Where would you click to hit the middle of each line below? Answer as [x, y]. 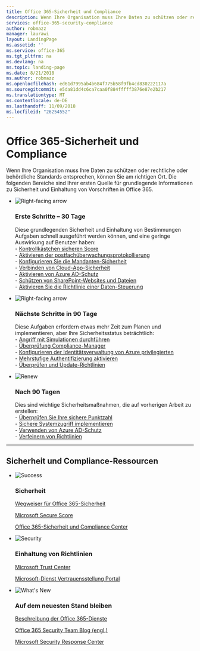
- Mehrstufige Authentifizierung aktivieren [66, 358]
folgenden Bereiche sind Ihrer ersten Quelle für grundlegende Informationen [100, 183]
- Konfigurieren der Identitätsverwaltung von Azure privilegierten [94, 352]
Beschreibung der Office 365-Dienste [61, 618]
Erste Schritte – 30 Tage [50, 217]
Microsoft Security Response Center [59, 641]
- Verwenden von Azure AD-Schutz [58, 430]
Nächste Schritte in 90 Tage [56, 314]
